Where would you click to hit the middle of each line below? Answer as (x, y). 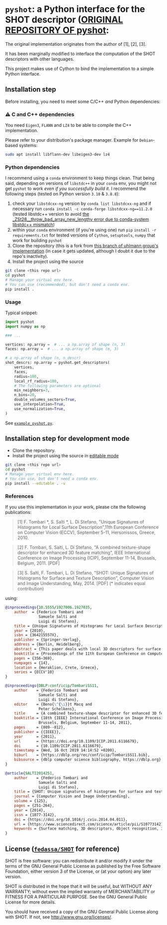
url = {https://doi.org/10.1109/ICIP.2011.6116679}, (77, 741)
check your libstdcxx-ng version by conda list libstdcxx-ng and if (82, 204)
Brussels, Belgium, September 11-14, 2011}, (85, 723)
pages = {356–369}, (34, 658)
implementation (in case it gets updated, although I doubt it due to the (84, 251)
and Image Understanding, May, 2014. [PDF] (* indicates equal (81, 584)
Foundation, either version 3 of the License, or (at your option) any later (78, 871)
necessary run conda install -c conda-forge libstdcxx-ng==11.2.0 (82, 209)
